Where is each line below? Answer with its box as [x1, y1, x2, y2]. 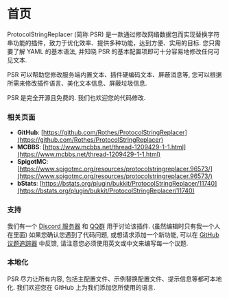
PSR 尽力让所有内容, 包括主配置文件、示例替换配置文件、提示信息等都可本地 [7, 275, 222, 283]
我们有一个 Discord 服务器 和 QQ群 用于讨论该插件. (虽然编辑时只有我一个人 [7, 222, 221, 230]
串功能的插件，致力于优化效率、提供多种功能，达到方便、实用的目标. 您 [7, 38, 209, 47]
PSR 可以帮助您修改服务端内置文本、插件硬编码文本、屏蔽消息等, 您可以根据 [7, 70, 222, 79]
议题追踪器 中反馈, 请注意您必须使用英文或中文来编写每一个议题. [7, 239, 189, 247]
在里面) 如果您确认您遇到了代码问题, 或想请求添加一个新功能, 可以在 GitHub [7, 230, 219, 238]
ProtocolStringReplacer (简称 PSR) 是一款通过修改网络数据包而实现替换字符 [7, 30, 220, 38]
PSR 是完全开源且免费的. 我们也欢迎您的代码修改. [7, 93, 146, 101]
